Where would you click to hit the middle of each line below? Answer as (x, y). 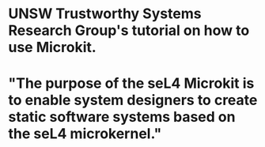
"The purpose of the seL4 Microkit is (131, 83)
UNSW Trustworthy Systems (105, 14)
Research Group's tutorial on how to (129, 30)
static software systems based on (122, 117)
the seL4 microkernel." (85, 134)
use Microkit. (52, 47)
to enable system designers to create (133, 100)
